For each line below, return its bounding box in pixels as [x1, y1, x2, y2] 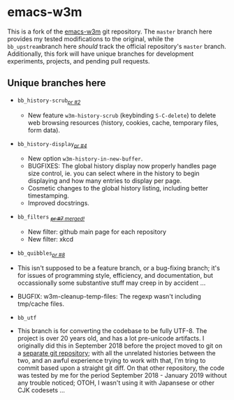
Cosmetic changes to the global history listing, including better [27, 184, 208, 193]
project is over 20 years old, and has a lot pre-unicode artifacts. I [17, 334, 205, 342]
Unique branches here [7, 77, 106, 89]
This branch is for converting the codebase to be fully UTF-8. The [17, 326, 207, 335]
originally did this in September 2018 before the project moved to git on [17, 341, 223, 350]
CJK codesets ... [17, 385, 65, 394]
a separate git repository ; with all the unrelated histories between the [17, 348, 216, 357]
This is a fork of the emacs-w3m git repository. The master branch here [7, 27, 212, 36]
